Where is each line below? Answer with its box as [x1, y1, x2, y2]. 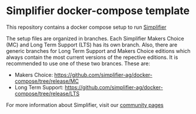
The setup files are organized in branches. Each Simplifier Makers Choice [6, 35, 184, 42]
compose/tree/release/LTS [14, 90, 79, 97]
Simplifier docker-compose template [6, 4, 190, 18]
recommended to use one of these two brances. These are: [6, 60, 151, 67]
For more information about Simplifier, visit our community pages [6, 101, 164, 108]
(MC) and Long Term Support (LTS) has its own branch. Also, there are [6, 41, 178, 48]
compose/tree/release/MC [14, 78, 79, 85]
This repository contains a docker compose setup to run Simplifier [6, 24, 167, 31]
